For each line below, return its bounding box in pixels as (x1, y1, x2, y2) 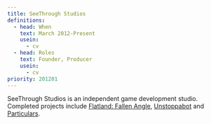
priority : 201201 (7, 75, 58, 83)
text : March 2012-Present (20, 29, 96, 37)
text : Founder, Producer (20, 56, 93, 63)
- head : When (13, 23, 52, 30)
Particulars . (7, 109, 41, 118)
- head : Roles (13, 50, 55, 57)
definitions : (7, 17, 46, 24)
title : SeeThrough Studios (7, 10, 86, 18)
